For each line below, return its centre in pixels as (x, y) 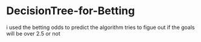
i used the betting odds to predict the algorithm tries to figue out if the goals (101, 27)
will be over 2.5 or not (33, 33)
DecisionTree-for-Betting (71, 11)
